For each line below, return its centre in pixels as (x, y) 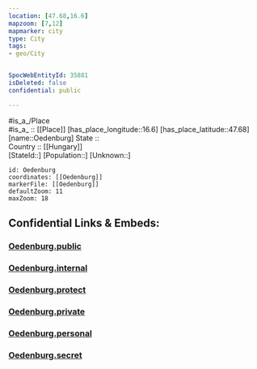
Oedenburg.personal (51, 333)
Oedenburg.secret (45, 355)
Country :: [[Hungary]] (46, 146)
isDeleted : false (38, 83)
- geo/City (27, 54)
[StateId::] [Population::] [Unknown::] (70, 155)
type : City (27, 39)
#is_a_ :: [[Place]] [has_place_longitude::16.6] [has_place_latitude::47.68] (129, 129)
